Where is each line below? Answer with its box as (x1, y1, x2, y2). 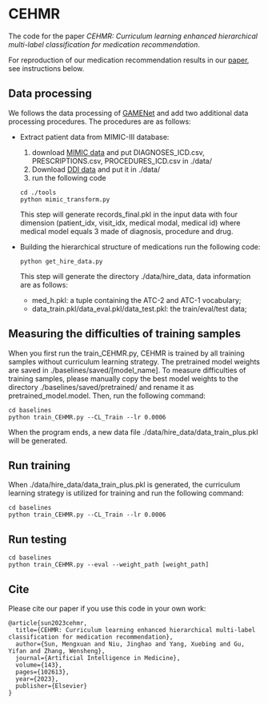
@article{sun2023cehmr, (8, 619, 88, 627)
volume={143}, (15, 661, 62, 669)
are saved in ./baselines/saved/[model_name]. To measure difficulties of (8, 365, 246, 375)
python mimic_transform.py (19, 195, 110, 204)
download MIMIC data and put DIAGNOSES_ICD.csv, (31, 147, 206, 157)
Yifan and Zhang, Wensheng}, (8, 647, 106, 655)
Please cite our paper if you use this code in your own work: (8, 604, 206, 613)
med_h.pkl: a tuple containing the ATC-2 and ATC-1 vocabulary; (31, 295, 242, 304)
